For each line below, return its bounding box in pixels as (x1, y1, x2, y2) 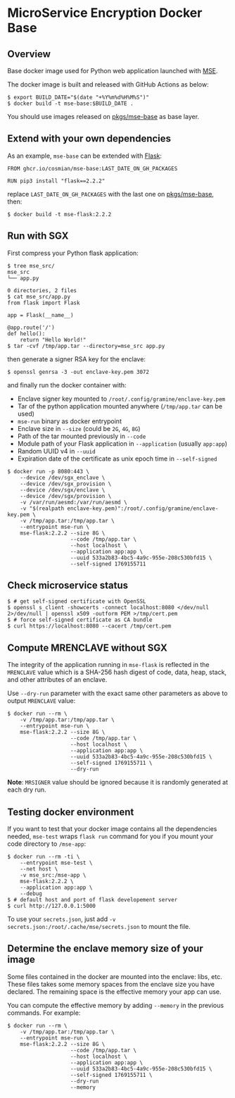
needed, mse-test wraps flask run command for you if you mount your (7, 832, 214, 841)
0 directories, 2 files (7, 287, 77, 294)
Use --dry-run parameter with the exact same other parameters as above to (7, 689, 228, 698)
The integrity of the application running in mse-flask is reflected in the (7, 661, 210, 669)
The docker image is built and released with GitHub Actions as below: (7, 80, 209, 89)
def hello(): (7, 330, 46, 337)
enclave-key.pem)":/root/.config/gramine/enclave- (67, 505, 219, 512)
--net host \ (20, 866, 58, 873)
